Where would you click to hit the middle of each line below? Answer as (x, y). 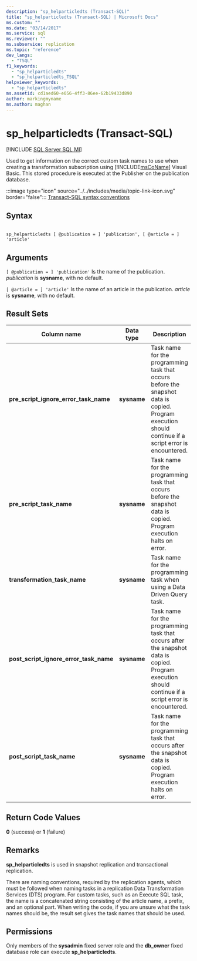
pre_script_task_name (40, 504)
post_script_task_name (42, 756)
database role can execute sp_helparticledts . (62, 952)
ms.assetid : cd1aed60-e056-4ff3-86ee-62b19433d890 (69, 93)
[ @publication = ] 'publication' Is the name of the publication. (86, 272)
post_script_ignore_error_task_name (61, 659)
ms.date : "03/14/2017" (34, 28)
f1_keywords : (22, 66)
